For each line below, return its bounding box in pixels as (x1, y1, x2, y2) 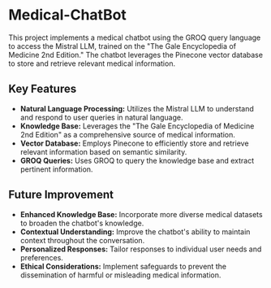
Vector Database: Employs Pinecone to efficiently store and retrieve (19, 138, 249, 148)
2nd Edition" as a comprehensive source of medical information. (19, 129, 235, 139)
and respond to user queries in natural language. (19, 112, 183, 122)
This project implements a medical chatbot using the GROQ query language (8, 33, 261, 42)
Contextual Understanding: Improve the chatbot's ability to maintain (19, 226, 251, 237)
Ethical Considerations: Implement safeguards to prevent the (19, 261, 227, 271)
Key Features (8, 82, 77, 96)
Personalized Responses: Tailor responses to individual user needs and (19, 244, 262, 254)
